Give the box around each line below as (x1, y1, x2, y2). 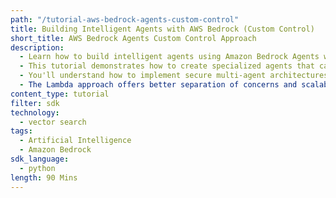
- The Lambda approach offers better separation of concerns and (19, 80, 298, 90)
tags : (10, 126, 33, 136)
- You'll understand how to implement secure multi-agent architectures (19, 71, 329, 81)
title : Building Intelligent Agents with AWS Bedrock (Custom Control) (10, 24, 315, 34)
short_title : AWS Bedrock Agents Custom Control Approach (10, 33, 257, 43)
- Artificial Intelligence (19, 136, 132, 146)
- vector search (19, 117, 87, 127)
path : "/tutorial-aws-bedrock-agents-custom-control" (10, 14, 240, 25)
